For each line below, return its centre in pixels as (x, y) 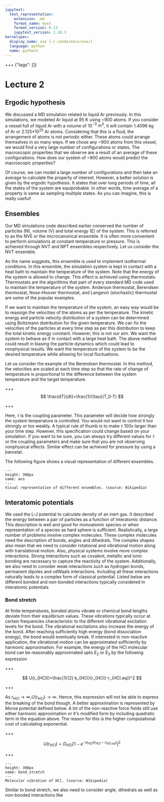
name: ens (15, 479)
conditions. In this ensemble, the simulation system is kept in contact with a (81, 266)
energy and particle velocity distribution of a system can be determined (77, 317)
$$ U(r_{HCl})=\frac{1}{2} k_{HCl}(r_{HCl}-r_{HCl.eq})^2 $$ (82, 678)
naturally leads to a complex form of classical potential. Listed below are (78, 577)
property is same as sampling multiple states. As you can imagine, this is (78, 193)
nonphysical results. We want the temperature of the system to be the (75, 349)
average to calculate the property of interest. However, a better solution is (79, 178)
